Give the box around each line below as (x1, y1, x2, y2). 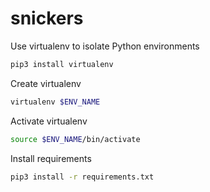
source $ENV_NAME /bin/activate (10, 134, 141, 144)
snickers (10, 7, 84, 30)
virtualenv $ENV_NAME (10, 97, 101, 107)
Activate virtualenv (10, 115, 88, 127)
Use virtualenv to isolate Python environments (10, 40, 200, 52)
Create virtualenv (10, 77, 82, 89)
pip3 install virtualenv (10, 59, 114, 69)
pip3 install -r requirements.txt (10, 172, 155, 182)
